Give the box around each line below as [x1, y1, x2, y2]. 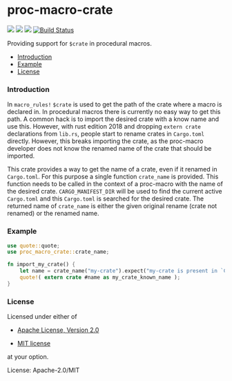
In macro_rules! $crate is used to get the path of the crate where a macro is [7, 100, 222, 109]
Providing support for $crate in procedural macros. [7, 39, 152, 47]
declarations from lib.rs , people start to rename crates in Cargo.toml [7, 130, 205, 138]
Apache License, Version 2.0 [17, 326, 99, 334]
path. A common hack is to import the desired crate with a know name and [7, 115, 220, 123]
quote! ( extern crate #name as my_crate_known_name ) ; [19, 274, 181, 281]
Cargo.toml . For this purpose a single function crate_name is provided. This [7, 172, 219, 181]
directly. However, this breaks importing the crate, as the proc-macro [7, 137, 204, 145]
